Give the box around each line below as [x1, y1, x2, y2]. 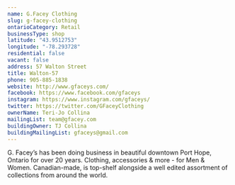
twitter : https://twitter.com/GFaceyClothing [7, 103, 144, 110]
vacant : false [7, 57, 50, 64]
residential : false [7, 50, 65, 57]
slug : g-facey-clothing [7, 17, 78, 24]
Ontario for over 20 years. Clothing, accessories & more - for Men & [7, 156, 205, 164]
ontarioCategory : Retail [7, 23, 81, 30]
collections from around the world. [7, 171, 108, 179]
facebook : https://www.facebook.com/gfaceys [7, 89, 141, 96]
